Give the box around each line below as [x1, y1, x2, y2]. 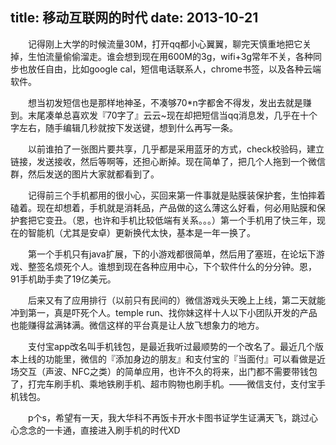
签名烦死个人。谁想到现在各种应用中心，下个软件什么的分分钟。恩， [36, 260, 317, 272]
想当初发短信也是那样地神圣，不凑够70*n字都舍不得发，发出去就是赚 [27, 96, 312, 108]
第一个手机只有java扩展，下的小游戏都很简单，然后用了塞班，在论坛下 [27, 248, 317, 260]
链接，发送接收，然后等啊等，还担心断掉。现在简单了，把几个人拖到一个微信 [10, 155, 326, 167]
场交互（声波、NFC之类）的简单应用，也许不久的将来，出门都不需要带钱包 [10, 365, 318, 377]
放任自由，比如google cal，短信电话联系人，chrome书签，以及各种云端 [27, 63, 322, 75]
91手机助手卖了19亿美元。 [10, 273, 117, 285]
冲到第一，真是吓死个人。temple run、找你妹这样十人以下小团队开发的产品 [10, 306, 318, 318]
